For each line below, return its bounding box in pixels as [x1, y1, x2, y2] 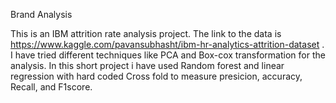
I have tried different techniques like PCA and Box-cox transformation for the [10, 49, 326, 61]
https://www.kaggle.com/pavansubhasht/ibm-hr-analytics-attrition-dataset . [10, 39, 325, 50]
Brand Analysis [10, 9, 73, 20]
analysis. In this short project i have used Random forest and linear [10, 60, 285, 71]
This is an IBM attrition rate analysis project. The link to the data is [10, 28, 282, 39]
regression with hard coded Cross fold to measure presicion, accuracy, [10, 70, 303, 82]
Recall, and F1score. [10, 81, 93, 93]
